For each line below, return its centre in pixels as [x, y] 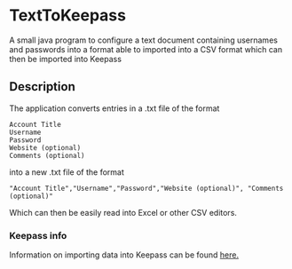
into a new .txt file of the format [67, 172]
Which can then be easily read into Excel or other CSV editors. [123, 212]
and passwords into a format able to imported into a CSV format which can [146, 49]
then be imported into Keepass [66, 59]
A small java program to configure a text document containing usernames [143, 40]
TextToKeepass [68, 16]
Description [42, 87]
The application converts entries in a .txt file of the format [114, 108]
